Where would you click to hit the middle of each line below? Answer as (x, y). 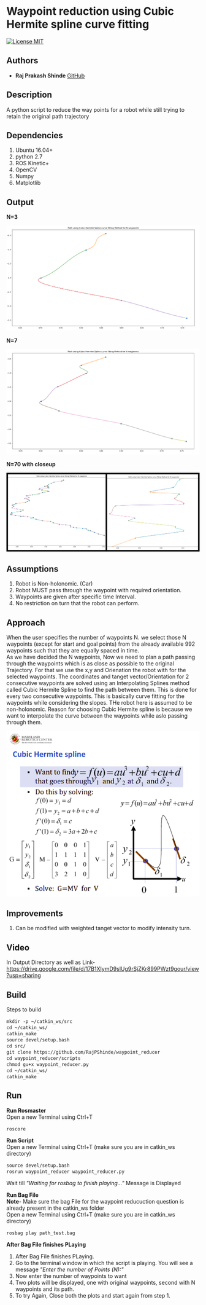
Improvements (35, 913)
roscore (16, 1129)
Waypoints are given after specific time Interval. (75, 597)
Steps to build (24, 1009)
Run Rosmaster (26, 1110)
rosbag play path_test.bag (41, 1233)
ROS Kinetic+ (32, 163)
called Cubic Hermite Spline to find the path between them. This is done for (102, 690)
